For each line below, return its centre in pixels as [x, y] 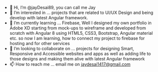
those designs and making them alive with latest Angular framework [77, 59]
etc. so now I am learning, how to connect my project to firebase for [77, 38]
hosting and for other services [40, 43]
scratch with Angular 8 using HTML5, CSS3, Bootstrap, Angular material [81, 33]
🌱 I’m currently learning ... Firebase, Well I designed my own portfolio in [80, 23]
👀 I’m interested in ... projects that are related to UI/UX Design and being [81, 13]
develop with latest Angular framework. [49, 18]
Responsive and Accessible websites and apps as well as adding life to [80, 54]
